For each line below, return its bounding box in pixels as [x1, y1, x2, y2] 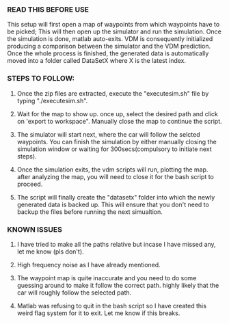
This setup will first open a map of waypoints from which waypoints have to [7, 21, 220, 29]
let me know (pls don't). [16, 247, 84, 256]
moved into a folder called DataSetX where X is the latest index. [7, 57, 187, 65]
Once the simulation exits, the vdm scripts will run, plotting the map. [16, 165, 208, 174]
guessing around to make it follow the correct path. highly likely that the [16, 281, 219, 289]
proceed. [16, 180, 43, 188]
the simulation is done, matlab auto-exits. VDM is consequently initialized [7, 35, 213, 43]
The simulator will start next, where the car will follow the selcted [16, 130, 200, 138]
